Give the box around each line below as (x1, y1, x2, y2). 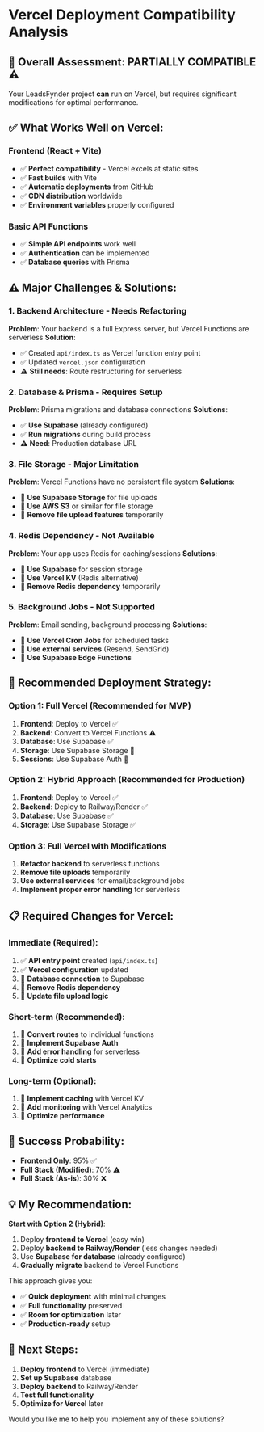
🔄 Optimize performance (19, 1111, 105, 1121)
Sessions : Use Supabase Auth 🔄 (19, 754, 129, 764)
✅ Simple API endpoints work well (19, 238, 136, 248)
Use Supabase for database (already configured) (19, 1252, 186, 1261)
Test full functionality (19, 1390, 94, 1400)
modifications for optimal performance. (8, 98, 139, 107)
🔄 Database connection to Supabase (19, 974, 145, 983)
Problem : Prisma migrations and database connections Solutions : (8, 404, 228, 414)
